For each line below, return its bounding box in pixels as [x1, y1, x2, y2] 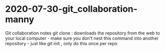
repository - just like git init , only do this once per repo [5, 40, 118, 46]
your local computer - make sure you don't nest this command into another [5, 35, 159, 41]
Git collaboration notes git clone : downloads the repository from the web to [5, 30, 160, 36]
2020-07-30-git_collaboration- [5, 3, 138, 15]
